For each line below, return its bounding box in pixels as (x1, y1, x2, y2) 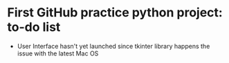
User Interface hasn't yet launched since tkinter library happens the (17, 42, 210, 50)
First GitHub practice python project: (7, 5, 223, 21)
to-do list (7, 19, 61, 35)
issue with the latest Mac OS (17, 49, 99, 58)
